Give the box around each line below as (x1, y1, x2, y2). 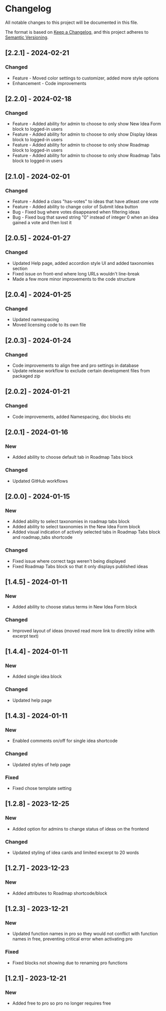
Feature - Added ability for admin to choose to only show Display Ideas (12, 131, 158, 137)
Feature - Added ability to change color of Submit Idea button (12, 204, 138, 209)
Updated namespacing (12, 317, 59, 323)
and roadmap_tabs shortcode (12, 534, 73, 540)
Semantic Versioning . (5, 34, 49, 40)
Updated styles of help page (12, 761, 71, 767)
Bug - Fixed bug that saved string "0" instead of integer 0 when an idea (12, 214, 159, 220)
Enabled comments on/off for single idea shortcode (12, 738, 118, 744)
